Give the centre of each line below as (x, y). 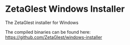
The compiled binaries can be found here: (48, 32)
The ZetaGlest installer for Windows (42, 22)
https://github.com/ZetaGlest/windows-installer (54, 37)
